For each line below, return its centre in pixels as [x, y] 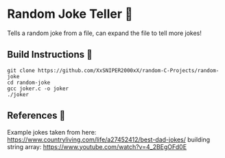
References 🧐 [36, 116]
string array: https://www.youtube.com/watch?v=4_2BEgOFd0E [97, 146]
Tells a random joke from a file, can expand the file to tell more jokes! [105, 33]
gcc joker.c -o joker [38, 89]
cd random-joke [29, 82]
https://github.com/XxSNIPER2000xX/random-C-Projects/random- [128, 70]
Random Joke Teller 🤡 [70, 14]
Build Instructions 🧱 [50, 55]
